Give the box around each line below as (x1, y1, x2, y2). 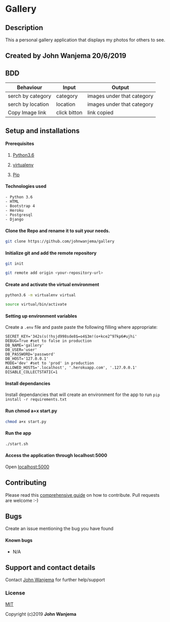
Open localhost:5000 (5, 464, 50, 470)
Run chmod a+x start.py (5, 408, 57, 414)
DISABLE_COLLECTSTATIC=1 (5, 370, 58, 375)
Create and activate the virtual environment (5, 281, 99, 288)
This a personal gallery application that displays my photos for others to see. (5, 37, 165, 43)
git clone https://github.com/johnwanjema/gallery (5, 239, 115, 244)
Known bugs (5, 537, 33, 543)
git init (5, 261, 24, 266)
